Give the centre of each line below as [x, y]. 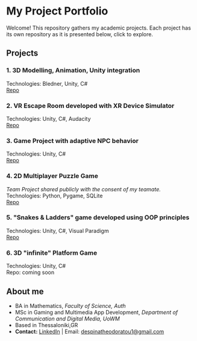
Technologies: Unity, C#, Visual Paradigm [58, 231]
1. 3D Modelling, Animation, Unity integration [73, 71]
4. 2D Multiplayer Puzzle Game [52, 176]
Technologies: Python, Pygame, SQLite [55, 196]
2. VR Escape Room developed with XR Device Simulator [90, 106]
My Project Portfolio [57, 11]
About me [25, 291]
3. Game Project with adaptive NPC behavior [72, 141]
